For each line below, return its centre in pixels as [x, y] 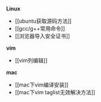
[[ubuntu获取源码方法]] [43, 21]
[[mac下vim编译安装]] [42, 85]
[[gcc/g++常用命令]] [40, 28]
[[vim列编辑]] [31, 60]
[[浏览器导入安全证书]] [42, 36]
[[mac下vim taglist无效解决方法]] [55, 92]
